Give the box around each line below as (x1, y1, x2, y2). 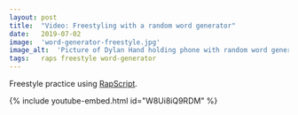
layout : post (9, 12, 58, 22)
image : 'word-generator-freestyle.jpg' (9, 37, 161, 47)
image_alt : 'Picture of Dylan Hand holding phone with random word (9, 46, 268, 55)
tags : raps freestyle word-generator (9, 54, 157, 63)
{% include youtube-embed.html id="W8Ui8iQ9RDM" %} (9, 96, 218, 106)
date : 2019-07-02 (9, 29, 82, 38)
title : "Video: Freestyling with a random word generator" (9, 21, 237, 30)
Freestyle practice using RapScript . (9, 79, 137, 88)
